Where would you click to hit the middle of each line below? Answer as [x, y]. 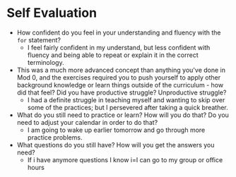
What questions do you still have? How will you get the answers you [116, 145]
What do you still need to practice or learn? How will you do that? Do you [123, 115]
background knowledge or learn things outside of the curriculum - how [120, 85]
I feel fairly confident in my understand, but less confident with [119, 47]
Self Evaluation [52, 13]
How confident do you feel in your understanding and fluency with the [119, 32]
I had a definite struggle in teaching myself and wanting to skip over [126, 99]
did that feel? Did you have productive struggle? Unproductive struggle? [122, 92]
